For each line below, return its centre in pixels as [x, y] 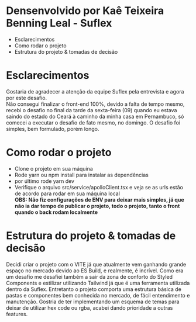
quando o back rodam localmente [56, 212]
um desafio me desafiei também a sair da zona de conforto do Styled [90, 276]
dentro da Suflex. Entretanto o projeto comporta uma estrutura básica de [94, 289]
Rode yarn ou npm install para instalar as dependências [82, 175]
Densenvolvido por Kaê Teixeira [85, 11]
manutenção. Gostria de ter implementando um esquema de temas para [93, 302]
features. [17, 314]
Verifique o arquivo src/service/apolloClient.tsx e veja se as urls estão [99, 187]
